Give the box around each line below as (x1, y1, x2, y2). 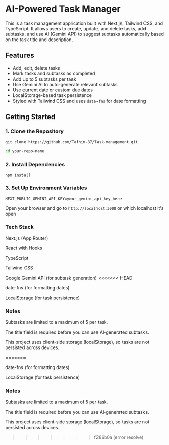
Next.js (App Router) (5, 235, 49, 241)
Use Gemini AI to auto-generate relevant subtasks (12, 81, 118, 87)
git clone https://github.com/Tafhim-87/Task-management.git (5, 140, 138, 145)
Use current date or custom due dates (12, 87, 93, 93)
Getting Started (5, 112, 56, 121)
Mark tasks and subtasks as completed (12, 70, 95, 76)
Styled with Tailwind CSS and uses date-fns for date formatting (12, 98, 147, 104)
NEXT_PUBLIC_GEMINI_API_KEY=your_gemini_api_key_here (5, 196, 123, 201)
